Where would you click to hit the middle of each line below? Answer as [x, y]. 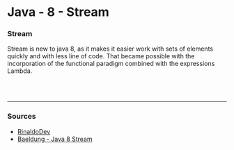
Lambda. [20, 71]
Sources [22, 117]
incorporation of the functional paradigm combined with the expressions [111, 64]
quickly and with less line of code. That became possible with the [101, 56]
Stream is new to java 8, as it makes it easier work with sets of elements [110, 49]
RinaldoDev [34, 131]
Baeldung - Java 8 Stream [55, 139]
